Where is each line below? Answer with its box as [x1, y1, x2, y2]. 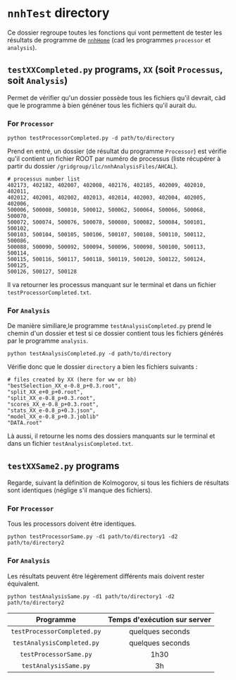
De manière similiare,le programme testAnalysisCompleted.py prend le [7, 322, 212, 330]
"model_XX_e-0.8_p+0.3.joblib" [7, 413, 99, 420]
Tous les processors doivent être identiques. [7, 520, 137, 528]
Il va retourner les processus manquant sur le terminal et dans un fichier [7, 281, 216, 289]
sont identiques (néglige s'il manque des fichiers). [7, 486, 153, 494]
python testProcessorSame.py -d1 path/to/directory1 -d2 [7, 533, 178, 540]
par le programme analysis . [7, 336, 88, 345]
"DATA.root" [7, 420, 42, 427]
